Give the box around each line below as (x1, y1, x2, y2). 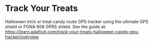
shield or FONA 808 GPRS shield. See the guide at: (5, 23, 107, 29)
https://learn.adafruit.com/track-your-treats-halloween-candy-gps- (5, 29, 139, 34)
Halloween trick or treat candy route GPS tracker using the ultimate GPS (5, 19, 149, 24)
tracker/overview (5, 34, 39, 40)
